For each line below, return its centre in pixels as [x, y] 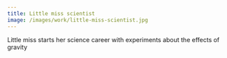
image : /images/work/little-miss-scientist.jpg [78, 20]
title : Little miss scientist [51, 13]
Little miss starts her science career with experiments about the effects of [113, 39]
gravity [17, 47]
